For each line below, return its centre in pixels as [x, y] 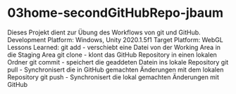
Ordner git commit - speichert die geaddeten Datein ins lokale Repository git [118, 62]
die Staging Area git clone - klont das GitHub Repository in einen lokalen [112, 55]
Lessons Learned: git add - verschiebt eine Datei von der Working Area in [114, 47]
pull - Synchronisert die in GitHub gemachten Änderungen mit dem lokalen [116, 69]
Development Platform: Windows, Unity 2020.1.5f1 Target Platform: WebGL [115, 39]
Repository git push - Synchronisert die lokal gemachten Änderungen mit [113, 77]
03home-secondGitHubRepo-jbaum [116, 13]
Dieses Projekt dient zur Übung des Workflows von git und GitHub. [104, 32]
